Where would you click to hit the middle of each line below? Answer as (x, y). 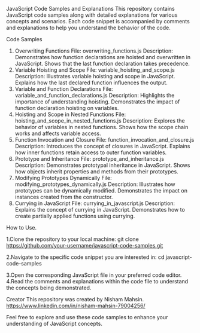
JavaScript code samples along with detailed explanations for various (92, 15)
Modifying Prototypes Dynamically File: (63, 178)
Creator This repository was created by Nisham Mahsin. (75, 299)
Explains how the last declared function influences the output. (91, 83)
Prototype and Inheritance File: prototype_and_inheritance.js (90, 159)
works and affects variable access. (58, 133)
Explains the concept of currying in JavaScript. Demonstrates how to (100, 210)
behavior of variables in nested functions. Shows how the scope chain (101, 127)
